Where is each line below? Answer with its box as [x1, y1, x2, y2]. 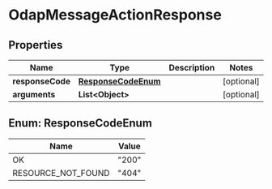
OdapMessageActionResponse [8, 6, 223, 24]
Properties [8, 38, 63, 52]
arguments [12, 89, 56, 100]
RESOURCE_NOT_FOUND [12, 167, 111, 178]
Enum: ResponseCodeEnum [8, 116, 152, 131]
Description [168, 62, 215, 73]
